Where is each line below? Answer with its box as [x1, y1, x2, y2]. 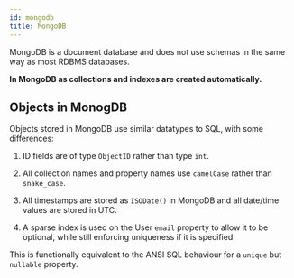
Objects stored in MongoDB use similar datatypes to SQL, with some [9, 124, 264, 134]
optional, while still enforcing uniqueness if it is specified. [22, 232, 236, 243]
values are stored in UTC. [22, 205, 117, 216]
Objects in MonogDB [9, 99, 128, 115]
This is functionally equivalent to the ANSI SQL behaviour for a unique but [9, 249, 282, 260]
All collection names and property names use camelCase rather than [22, 168, 272, 179]
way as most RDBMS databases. [9, 56, 131, 67]
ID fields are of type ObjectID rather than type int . [22, 151, 209, 162]
